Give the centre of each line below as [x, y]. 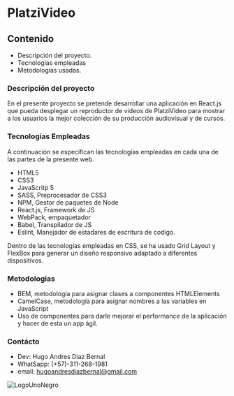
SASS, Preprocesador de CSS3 [62, 195]
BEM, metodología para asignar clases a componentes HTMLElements [118, 293]
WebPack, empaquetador [54, 217]
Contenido [31, 39]
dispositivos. [25, 261]
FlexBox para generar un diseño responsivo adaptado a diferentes [102, 253]
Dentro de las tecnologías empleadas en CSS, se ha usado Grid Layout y [111, 245]
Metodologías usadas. [49, 70]
